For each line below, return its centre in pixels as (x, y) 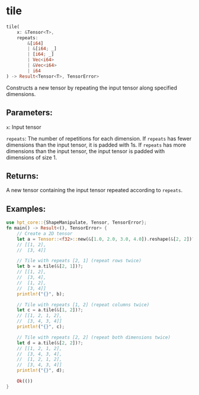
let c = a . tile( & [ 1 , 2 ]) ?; (50, 310)
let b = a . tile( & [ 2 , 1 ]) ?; (50, 266)
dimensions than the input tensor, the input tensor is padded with (86, 151)
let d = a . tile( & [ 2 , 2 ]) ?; (50, 343)
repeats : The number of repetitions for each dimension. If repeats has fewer (99, 138)
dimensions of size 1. (32, 157)
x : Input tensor (24, 127)
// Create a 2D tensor (45, 233)
